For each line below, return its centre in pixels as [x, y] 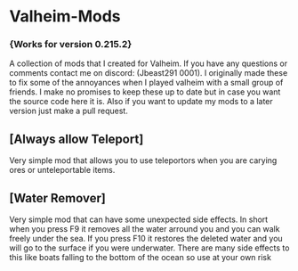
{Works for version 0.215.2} [71, 45]
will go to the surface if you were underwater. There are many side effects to [149, 248]
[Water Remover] [58, 198]
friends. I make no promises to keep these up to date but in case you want [145, 92]
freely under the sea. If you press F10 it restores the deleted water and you [146, 239]
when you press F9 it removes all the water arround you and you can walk [145, 229]
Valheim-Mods [65, 16]
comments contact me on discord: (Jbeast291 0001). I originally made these [149, 73]
